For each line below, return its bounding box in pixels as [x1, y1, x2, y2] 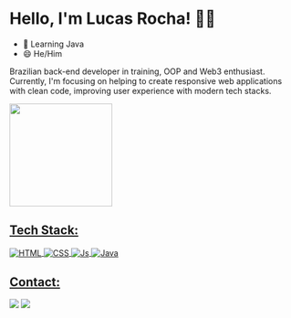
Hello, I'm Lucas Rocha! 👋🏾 [9, 8, 216, 29]
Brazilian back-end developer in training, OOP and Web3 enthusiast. [9, 66, 265, 77]
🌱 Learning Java [22, 38, 85, 49]
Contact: [9, 274, 61, 290]
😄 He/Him [22, 48, 62, 58]
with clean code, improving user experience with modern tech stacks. [9, 85, 272, 96]
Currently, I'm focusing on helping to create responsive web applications [9, 75, 283, 86]
